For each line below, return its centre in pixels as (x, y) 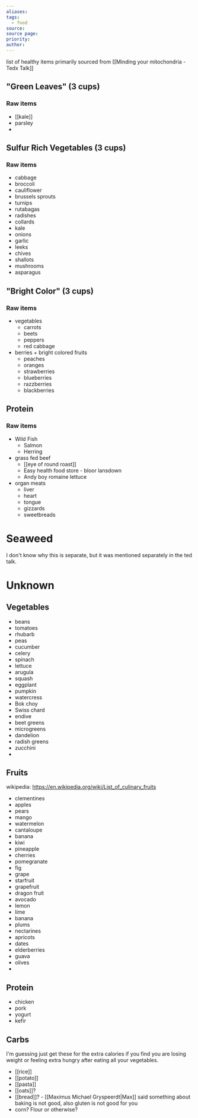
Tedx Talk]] (20, 68)
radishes (25, 216)
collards (24, 222)
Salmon (33, 445)
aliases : (17, 12)
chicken (24, 1002)
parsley (24, 123)
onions (23, 235)
